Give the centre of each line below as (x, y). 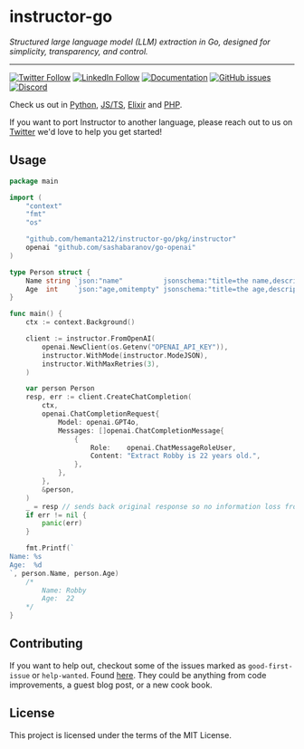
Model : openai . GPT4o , (99, 422)
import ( (26, 197)
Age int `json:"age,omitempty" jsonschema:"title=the (137, 289)
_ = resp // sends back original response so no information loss (153, 506)
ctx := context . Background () (81, 322)
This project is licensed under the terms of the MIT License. (121, 735)
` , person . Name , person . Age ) (64, 573)
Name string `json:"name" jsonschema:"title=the (137, 281)
